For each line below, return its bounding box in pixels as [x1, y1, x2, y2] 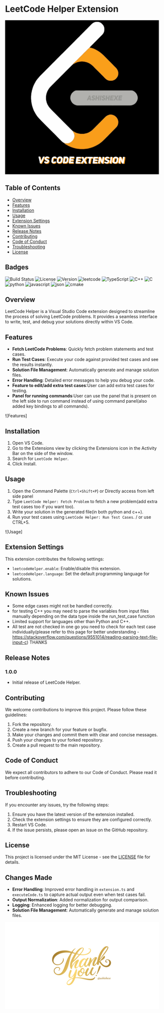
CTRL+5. [12, 519, 30, 525]
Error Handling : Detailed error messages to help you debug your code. [12, 377, 155, 383]
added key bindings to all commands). [12, 403, 89, 410]
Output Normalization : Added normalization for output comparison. [12, 897, 149, 903]
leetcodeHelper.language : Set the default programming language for [12, 571, 150, 577]
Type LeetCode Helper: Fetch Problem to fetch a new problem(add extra [12, 498, 158, 504]
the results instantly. [12, 362, 53, 368]
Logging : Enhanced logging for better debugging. [12, 902, 112, 908]
